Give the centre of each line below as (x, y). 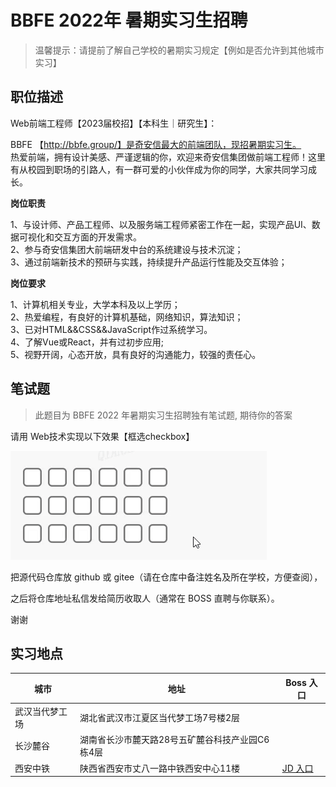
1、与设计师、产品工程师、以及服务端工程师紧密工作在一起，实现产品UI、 (161, 224)
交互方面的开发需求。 (97, 237)
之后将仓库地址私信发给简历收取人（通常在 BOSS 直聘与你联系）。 (145, 598)
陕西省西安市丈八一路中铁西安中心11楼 (160, 768)
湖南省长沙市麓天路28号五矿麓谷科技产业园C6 (174, 740)
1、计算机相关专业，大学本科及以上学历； (95, 304)
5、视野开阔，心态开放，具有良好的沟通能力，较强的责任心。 (136, 354)
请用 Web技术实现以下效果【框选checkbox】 (102, 436)
